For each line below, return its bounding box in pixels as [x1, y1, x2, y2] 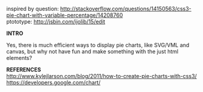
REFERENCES [6, 66, 41, 73]
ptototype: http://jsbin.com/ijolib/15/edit [6, 18, 105, 25]
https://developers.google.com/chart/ [6, 79, 101, 86]
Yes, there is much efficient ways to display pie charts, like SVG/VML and [6, 42, 190, 48]
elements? [6, 54, 32, 61]
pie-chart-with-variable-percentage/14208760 [6, 11, 123, 19]
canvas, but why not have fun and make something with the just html [6, 48, 179, 55]
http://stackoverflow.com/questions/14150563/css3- [60, 5, 191, 12]
